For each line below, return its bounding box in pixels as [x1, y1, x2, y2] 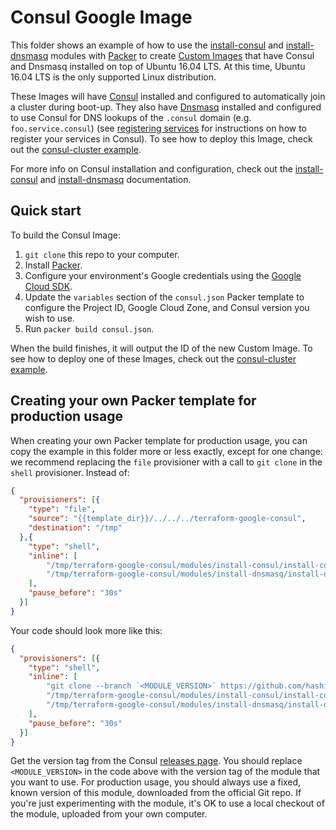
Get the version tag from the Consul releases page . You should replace [10, 755, 303, 767]
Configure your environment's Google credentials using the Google [24, 269, 302, 281]
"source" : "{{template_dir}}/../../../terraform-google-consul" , [28, 514, 307, 524]
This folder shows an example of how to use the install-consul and [10, 39, 284, 51]
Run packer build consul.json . [24, 322, 155, 335]
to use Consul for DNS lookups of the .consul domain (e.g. [10, 111, 252, 123]
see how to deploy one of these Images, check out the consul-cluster [10, 352, 297, 365]
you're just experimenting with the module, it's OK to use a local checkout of [10, 797, 325, 810]
